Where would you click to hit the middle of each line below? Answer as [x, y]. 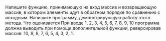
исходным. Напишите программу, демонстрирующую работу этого [78, 18]
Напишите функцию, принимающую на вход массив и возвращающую [81, 7]
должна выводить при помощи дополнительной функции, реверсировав [83, 28]
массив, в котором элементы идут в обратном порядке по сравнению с [83, 12]
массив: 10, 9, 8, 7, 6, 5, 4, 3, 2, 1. [40, 33]
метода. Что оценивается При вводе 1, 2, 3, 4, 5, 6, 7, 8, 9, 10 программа [82, 23]
